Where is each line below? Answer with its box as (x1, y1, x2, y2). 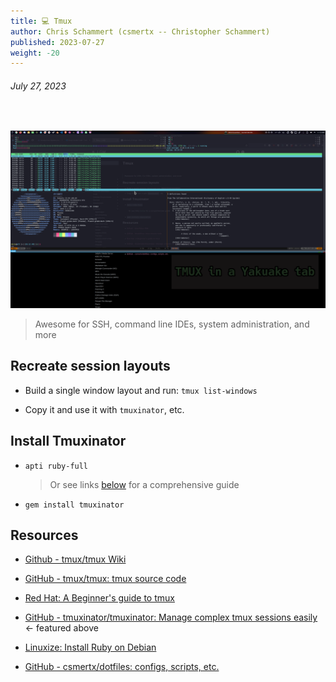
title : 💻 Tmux (10, 16, 73, 26)
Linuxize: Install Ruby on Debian (24, 641, 157, 654)
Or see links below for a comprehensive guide (49, 478, 240, 490)
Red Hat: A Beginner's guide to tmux (24, 592, 175, 604)
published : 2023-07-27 (10, 37, 105, 47)
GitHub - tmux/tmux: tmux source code (24, 573, 187, 585)
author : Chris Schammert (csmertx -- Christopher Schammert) (10, 26, 271, 37)
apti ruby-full (24, 461, 89, 471)
